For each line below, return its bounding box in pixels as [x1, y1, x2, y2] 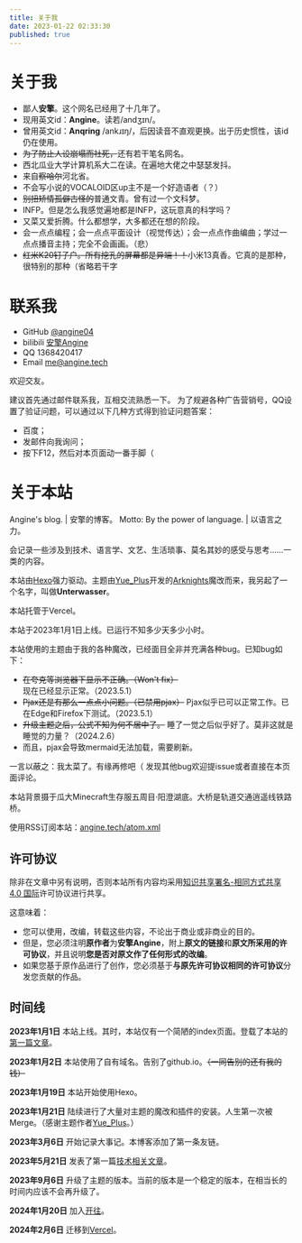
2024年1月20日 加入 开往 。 [9, 1205, 110, 1216]
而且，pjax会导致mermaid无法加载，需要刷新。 [22, 741, 198, 753]
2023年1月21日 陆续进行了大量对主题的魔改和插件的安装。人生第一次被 [9, 1106, 273, 1117]
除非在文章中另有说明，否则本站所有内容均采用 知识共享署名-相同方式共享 [9, 877, 282, 887]
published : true [9, 30, 70, 39]
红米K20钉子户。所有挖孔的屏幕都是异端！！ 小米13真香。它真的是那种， [22, 250, 291, 261]
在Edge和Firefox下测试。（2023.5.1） [22, 708, 158, 719]
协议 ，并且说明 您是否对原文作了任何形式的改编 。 [30, 949, 213, 959]
